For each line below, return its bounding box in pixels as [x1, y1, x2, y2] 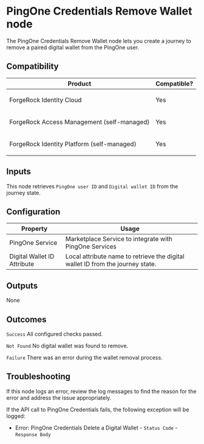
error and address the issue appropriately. [6, 394, 112, 401]
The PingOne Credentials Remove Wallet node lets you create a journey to [6, 37, 191, 44]
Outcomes [6, 314, 47, 324]
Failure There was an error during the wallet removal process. [6, 354, 163, 361]
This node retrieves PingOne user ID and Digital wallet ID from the [6, 182, 178, 190]
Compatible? [155, 79, 194, 87]
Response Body [15, 431, 51, 438]
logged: [6, 412, 25, 420]
